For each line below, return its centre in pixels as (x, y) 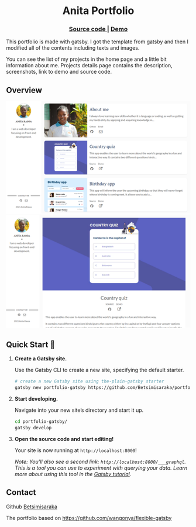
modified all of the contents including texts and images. (73, 48)
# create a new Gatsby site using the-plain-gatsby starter (89, 381)
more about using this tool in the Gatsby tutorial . (73, 474)
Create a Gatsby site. (41, 359)
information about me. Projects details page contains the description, (89, 66)
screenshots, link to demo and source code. (59, 72)
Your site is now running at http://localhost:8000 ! (75, 450)
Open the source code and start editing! (64, 439)
